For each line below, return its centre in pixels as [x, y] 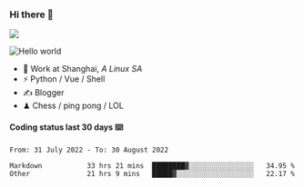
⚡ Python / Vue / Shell [64, 79]
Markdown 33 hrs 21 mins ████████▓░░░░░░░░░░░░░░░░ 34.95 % [152, 166]
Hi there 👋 [32, 15]
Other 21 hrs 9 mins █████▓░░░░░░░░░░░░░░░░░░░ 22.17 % [152, 173]
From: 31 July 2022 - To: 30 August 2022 [89, 150]
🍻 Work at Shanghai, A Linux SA [82, 69]
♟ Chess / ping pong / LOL [73, 106]
